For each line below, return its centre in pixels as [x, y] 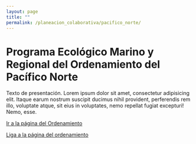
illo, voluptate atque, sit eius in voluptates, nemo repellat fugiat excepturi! [95, 106]
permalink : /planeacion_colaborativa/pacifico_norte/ [74, 22]
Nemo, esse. [22, 112]
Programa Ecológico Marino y [80, 52]
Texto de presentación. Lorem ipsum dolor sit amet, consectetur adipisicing [98, 93]
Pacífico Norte [42, 77]
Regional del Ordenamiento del [83, 64]
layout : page [22, 12]
